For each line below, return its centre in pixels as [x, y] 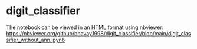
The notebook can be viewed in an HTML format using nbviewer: [85, 27]
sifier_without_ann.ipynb [36, 40]
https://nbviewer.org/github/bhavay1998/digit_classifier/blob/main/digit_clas [98, 33]
